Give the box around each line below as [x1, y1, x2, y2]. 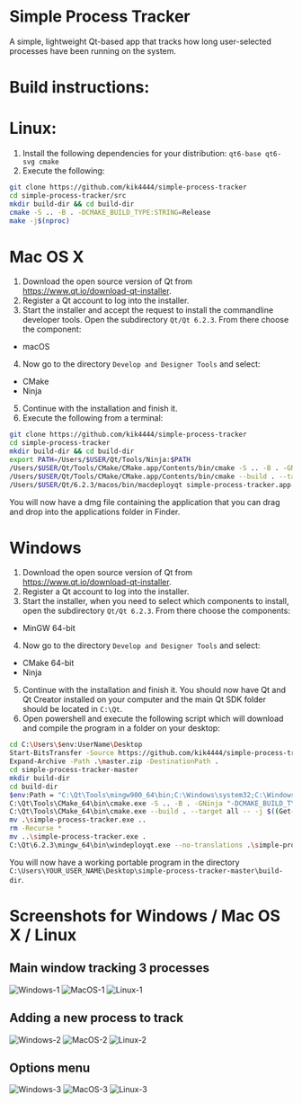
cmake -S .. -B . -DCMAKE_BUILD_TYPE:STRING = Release [9, 208, 211, 217]
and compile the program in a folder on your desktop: [22, 723, 220, 734]
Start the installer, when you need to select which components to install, [22, 596, 289, 607]
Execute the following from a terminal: [22, 413, 164, 423]
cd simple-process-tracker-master [9, 766, 139, 775]
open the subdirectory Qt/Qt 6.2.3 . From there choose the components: [22, 605, 290, 617]
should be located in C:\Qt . [22, 704, 123, 715]
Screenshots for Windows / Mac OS [9, 906, 281, 926]
